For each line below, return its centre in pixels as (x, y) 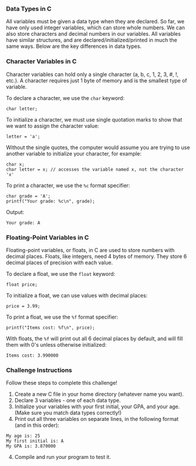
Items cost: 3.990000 (32, 355)
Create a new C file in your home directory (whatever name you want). (99, 394)
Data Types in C (29, 9)
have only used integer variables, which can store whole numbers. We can (96, 27)
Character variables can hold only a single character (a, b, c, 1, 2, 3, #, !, (92, 74)
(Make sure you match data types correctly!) (68, 413)
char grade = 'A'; (28, 196)
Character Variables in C (41, 61)
